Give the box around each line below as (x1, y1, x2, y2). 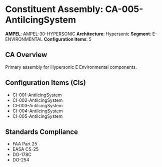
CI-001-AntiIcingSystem (12, 92, 62, 98)
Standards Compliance (5, 127, 78, 136)
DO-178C (12, 151, 31, 157)
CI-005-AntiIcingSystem (12, 113, 63, 119)
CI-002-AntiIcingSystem (12, 97, 63, 103)
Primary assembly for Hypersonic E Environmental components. (5, 64, 137, 70)
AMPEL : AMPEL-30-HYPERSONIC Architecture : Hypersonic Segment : (5, 31, 151, 37)
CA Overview (5, 51, 47, 59)
